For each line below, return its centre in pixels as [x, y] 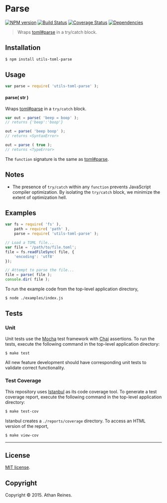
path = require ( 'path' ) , [42, 229]
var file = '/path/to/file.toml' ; [41, 247]
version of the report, [27, 426]
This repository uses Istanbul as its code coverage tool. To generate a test [81, 391]
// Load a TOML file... [30, 243]
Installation [23, 48]
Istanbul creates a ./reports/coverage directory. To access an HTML [75, 421]
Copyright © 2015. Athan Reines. [39, 495]
